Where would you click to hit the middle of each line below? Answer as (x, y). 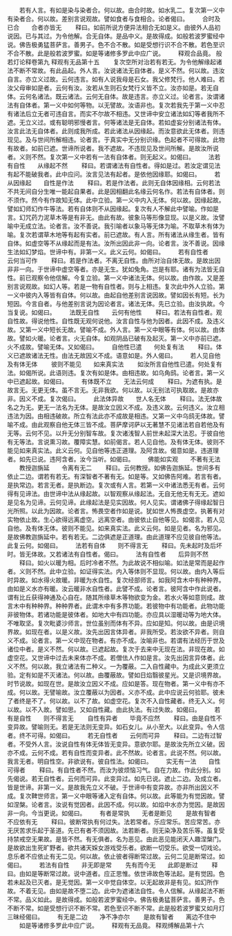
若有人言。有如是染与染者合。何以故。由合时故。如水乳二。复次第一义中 (122, 10)
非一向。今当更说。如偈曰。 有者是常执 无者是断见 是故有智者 (112, 813)
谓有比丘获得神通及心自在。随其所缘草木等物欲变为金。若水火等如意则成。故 (116, 597)
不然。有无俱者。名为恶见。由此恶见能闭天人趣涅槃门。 (146, 839)
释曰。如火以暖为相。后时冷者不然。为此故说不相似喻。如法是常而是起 (119, 563)
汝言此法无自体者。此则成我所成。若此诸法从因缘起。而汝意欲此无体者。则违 (116, 131)
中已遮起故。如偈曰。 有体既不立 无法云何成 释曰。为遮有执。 (112, 381)
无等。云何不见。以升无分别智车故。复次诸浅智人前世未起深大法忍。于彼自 (113, 433)
